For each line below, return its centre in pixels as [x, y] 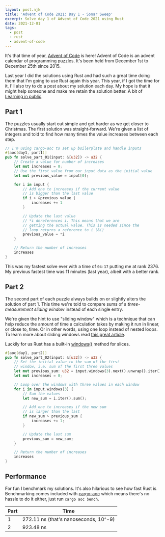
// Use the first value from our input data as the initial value [83, 171]
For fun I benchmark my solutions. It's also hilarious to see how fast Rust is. [82, 488]
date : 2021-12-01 [23, 23]
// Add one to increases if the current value [71, 189]
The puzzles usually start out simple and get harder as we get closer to [77, 124]
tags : [11, 28]
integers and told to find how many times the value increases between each [82, 134]
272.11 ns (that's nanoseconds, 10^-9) [69, 519]
